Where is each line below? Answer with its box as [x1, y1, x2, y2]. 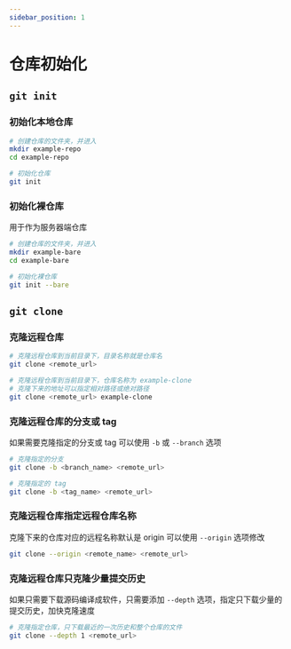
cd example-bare [9, 256, 69, 265]
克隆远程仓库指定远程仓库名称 [9, 510, 138, 522]
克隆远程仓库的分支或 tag [9, 415, 117, 427]
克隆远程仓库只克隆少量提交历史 [9, 572, 146, 584]
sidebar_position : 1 [9, 12, 86, 22]
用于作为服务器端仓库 [9, 222, 87, 233]
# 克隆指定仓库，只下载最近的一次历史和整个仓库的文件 [9, 622, 183, 631]
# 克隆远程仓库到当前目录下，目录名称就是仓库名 [9, 352, 162, 360]
